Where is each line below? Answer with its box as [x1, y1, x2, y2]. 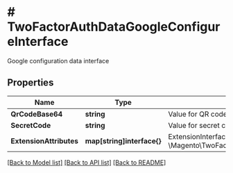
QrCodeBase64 [10, 109, 63, 119]
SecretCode [10, 120, 51, 130]
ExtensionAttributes [10, 136, 78, 146]
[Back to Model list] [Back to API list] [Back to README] [7, 158, 166, 167]
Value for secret [168, 120, 220, 130]
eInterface [7, 34, 69, 49]
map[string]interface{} [85, 136, 162, 146]
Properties [7, 77, 54, 89]
